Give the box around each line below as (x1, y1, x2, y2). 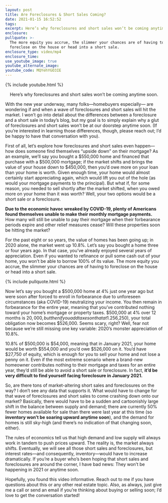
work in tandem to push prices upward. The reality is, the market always (5, 440, 154, 446)
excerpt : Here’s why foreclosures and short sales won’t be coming (5, 26, 149, 31)
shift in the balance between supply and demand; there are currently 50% (5, 404, 157, 409)
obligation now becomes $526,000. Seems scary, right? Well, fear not (5, 320, 149, 326)
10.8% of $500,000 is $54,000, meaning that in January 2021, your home (5, 341, 156, 347)
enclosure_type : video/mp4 (5, 49, 61, 54)
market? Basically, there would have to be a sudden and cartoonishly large (5, 398, 158, 404)
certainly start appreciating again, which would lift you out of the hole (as (5, 175, 156, 181)
